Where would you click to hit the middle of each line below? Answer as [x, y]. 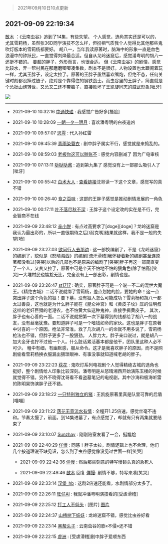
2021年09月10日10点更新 [43, 8]
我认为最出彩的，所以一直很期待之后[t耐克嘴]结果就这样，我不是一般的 [85, 232]
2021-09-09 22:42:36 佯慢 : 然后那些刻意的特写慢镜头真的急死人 [86, 462]
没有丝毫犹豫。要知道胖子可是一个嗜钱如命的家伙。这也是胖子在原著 [91, 322]
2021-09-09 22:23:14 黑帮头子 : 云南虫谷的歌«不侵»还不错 [72, 525]
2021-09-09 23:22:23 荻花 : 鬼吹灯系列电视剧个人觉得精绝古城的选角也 [85, 365]
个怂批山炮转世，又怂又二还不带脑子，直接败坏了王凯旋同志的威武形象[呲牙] [83, 87]
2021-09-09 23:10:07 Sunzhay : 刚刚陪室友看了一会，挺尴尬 [74, 434]
